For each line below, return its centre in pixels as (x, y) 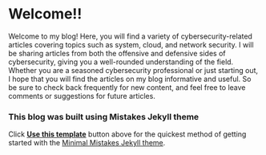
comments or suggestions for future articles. (82, 96)
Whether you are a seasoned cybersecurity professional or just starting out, (133, 70)
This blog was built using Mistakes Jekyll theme (104, 116)
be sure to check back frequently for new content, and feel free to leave (127, 87)
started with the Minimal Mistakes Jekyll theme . (87, 143)
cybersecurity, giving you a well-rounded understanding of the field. (121, 62)
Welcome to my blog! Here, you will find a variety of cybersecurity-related (130, 36)
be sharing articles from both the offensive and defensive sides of (117, 53)
